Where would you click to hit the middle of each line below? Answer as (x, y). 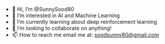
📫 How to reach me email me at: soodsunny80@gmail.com (85, 35)
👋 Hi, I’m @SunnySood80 (43, 9)
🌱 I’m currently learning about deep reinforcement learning (84, 22)
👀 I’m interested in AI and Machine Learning (66, 15)
